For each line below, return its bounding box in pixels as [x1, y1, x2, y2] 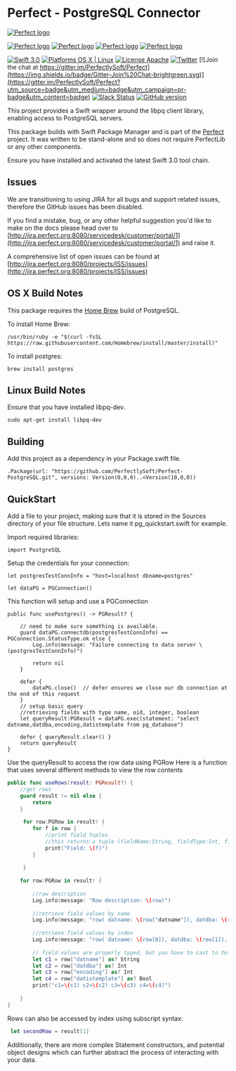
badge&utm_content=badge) [7, 93, 91, 101]
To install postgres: [7, 351, 63, 360]
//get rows [20, 786, 52, 793]
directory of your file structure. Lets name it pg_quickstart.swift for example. [7, 519, 228, 528]
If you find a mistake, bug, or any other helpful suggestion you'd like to [7, 216, 212, 224]
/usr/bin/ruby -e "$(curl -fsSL [7, 333, 102, 340]
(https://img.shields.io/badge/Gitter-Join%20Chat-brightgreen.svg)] [7, 70, 204, 79]
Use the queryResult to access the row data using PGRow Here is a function [7, 758, 228, 767]
